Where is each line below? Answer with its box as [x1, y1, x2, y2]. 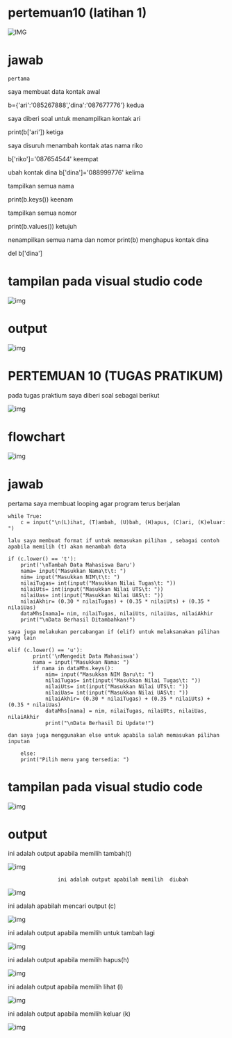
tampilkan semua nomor [8, 209, 77, 217]
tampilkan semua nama [8, 181, 75, 190]
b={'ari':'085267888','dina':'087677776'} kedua [8, 101, 144, 109]
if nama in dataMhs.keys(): [33, 665, 114, 672]
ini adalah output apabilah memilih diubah [57, 876, 189, 884]
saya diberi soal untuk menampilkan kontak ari [8, 114, 141, 122]
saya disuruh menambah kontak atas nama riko [8, 141, 143, 149]
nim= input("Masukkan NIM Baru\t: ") [44, 671, 155, 678]
